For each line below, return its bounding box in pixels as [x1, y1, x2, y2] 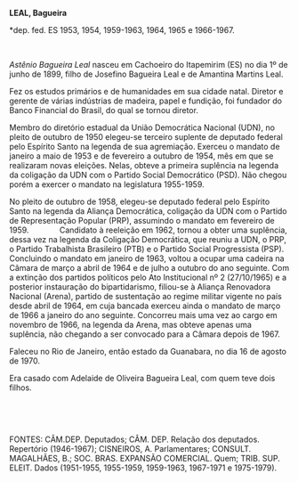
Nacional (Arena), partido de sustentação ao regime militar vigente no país [9, 291, 282, 301]
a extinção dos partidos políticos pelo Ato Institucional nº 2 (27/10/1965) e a [9, 272, 287, 282]
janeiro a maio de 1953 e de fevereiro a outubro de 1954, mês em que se [9, 151, 274, 161]
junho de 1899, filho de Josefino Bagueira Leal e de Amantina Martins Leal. [9, 69, 284, 79]
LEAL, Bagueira [9, 8, 68, 18]
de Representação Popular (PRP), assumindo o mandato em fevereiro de [9, 216, 275, 225]
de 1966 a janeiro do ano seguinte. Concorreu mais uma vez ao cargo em [9, 310, 278, 320]
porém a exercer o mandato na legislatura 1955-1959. [9, 179, 205, 190]
